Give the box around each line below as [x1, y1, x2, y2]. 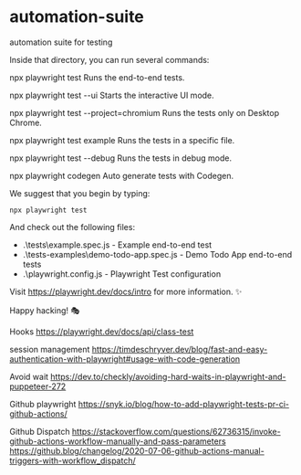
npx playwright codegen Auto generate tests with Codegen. [9, 170, 234, 181]
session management [9, 343, 90, 354]
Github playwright [9, 398, 77, 409]
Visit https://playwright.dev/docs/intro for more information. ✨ [9, 286, 243, 297]
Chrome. [9, 117, 43, 128]
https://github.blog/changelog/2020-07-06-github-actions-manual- [9, 445, 265, 456]
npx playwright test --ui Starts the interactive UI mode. [9, 90, 214, 100]
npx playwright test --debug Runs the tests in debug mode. [9, 153, 233, 164]
